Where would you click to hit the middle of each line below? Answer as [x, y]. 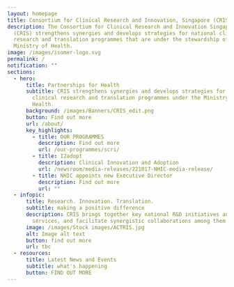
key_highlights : [49, 130]
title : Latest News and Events [71, 260]
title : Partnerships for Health [72, 85]
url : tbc [38, 247]
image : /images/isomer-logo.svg [54, 53]
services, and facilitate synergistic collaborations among [121, 221]
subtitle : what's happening [67, 266]
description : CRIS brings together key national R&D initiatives [122, 215]
